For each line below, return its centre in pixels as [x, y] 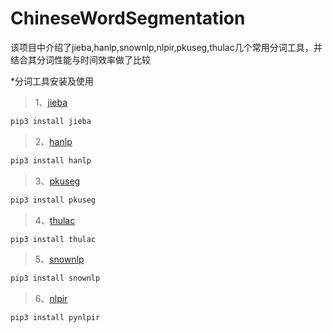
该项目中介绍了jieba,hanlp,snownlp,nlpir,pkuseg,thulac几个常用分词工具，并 [166, 47]
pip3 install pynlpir [55, 318]
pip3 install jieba [51, 121]
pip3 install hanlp [51, 160]
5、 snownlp [59, 259]
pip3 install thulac [53, 239]
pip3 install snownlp [55, 278]
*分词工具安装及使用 [52, 81]
